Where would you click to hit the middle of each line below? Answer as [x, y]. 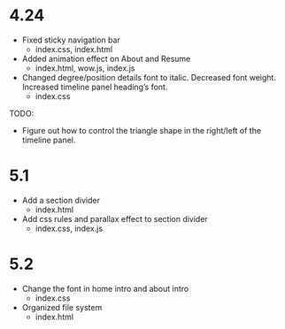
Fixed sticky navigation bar [71, 40]
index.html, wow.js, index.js [85, 68]
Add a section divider [61, 200]
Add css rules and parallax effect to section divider [115, 218]
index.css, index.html [74, 49]
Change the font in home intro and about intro [105, 288]
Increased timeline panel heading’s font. [95, 87]
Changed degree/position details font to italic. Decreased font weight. [149, 77]
